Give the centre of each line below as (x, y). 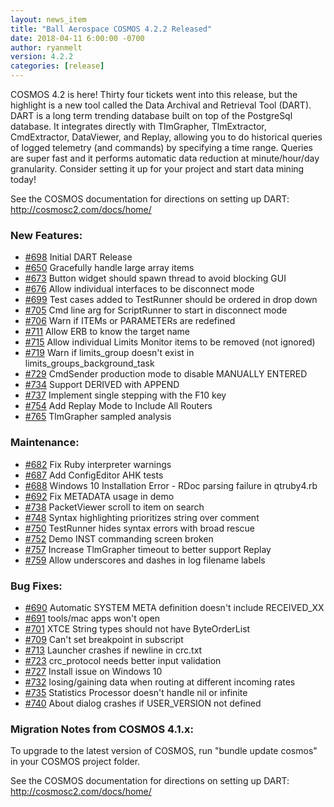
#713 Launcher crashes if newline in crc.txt (113, 650)
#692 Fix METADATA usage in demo (99, 496)
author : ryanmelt (46, 47)
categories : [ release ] (57, 66)
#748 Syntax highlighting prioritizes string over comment (142, 517)
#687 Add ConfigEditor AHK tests (94, 475)
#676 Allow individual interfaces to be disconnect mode (139, 289)
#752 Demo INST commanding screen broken (119, 538)
